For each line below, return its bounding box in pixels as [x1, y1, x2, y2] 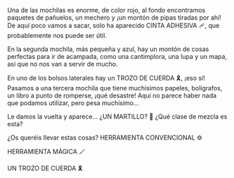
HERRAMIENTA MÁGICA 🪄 [7, 147, 86, 156]
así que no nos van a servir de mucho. [7, 60, 118, 68]
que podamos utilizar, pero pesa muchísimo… [7, 99, 139, 107]
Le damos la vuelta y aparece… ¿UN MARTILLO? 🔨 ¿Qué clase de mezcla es [7, 112, 228, 121]
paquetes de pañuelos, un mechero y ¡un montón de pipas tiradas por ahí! [7, 13, 221, 22]
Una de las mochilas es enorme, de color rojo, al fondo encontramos [7, 6, 206, 14]
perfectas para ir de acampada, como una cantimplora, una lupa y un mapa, [7, 53, 227, 60]
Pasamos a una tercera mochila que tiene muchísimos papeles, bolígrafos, [7, 84, 223, 92]
